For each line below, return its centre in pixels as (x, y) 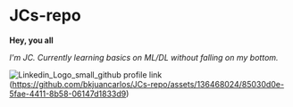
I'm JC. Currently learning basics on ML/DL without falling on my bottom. (144, 57)
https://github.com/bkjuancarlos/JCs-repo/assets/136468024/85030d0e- (148, 84)
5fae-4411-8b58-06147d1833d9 (68, 94)
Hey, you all (31, 40)
